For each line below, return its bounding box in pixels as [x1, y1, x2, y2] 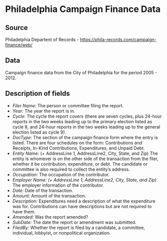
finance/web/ [5, 42, 33, 48]
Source [5, 23, 28, 32]
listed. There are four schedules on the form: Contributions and [12, 140, 143, 146]
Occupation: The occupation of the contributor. [12, 171, 110, 178]
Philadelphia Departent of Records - [5, 36, 79, 42]
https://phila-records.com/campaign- [79, 36, 157, 42]
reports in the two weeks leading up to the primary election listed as [12, 118, 153, 124]
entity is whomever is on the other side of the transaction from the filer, [12, 156, 159, 162]
